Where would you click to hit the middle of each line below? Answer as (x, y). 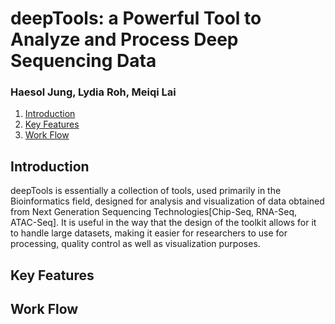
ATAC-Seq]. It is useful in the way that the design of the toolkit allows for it (163, 223)
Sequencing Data (83, 61)
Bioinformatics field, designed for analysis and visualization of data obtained (167, 201)
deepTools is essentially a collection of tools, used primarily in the (146, 191)
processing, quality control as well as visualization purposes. (135, 244)
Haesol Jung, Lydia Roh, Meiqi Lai (93, 92)
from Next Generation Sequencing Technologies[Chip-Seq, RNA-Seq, (154, 212)
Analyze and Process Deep (124, 39)
